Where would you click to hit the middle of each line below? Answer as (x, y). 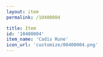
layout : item (23, 12)
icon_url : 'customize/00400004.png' (52, 45)
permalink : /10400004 (33, 17)
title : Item (21, 28)
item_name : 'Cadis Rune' (37, 40)
